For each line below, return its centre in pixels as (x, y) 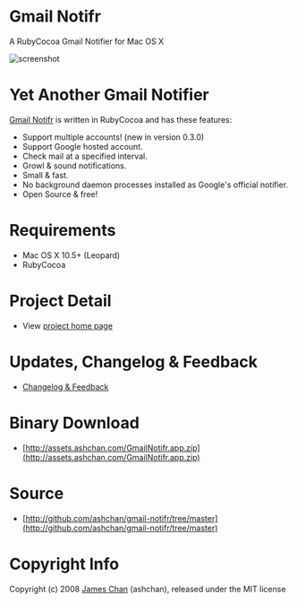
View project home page (68, 325)
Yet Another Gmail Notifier (109, 95)
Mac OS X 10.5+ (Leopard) (71, 255)
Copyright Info (64, 564)
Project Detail (60, 301)
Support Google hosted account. (82, 146)
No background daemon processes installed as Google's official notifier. (155, 185)
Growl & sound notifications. (74, 165)
